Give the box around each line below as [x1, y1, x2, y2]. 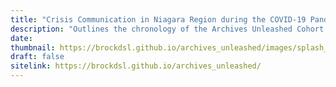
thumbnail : [10, 42, 56, 53]
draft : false [10, 52, 65, 62]
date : [10, 33, 33, 43]
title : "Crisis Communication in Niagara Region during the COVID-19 [10, 14, 307, 25]
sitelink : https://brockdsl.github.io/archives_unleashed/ [10, 61, 262, 71]
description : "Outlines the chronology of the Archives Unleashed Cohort [10, 24, 325, 34]
